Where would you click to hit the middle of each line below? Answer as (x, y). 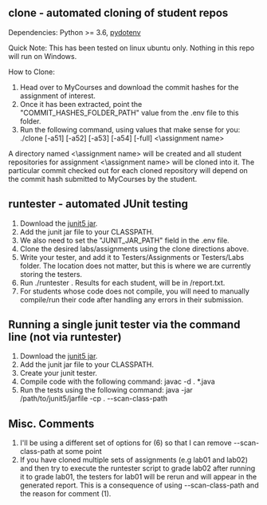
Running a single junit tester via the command (124, 325)
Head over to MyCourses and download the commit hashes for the (129, 87)
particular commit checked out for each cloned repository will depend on (128, 170)
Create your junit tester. (59, 373)
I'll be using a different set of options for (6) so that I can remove (126, 443)
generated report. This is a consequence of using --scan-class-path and (139, 485)
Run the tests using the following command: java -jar (106, 390)
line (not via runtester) (65, 337)
